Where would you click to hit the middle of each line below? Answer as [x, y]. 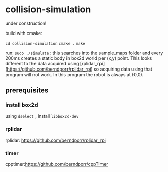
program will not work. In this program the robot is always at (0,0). [74, 74]
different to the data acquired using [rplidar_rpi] [55, 63]
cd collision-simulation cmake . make [45, 43]
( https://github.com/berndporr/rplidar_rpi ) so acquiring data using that [79, 69]
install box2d [22, 105]
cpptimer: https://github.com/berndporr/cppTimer [57, 164]
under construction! [26, 23]
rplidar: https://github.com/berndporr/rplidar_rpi [55, 140]
